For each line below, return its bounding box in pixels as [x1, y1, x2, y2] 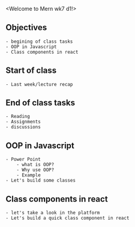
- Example [16, 172, 41, 178]
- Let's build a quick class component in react [5, 215, 130, 222]
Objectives [5, 22, 47, 33]
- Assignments [5, 119, 41, 125]
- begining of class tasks [5, 39, 73, 45]
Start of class [5, 66, 57, 76]
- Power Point [5, 157, 41, 163]
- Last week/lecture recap [5, 81, 73, 87]
